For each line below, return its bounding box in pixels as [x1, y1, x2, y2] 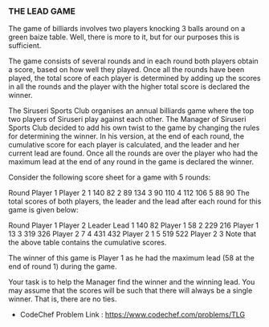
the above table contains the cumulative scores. [8, 238, 167, 248]
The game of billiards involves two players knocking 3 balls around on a [8, 24, 246, 34]
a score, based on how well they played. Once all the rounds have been [8, 65, 245, 75]
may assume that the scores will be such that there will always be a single [8, 286, 253, 296]
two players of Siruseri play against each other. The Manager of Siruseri [8, 115, 247, 124]
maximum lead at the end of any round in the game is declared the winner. [8, 157, 255, 167]
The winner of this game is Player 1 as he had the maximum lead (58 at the [8, 253, 255, 263]
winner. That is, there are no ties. [8, 294, 117, 304]
